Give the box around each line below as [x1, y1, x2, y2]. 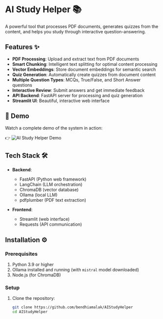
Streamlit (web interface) [19, 216, 70, 222]
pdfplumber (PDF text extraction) [19, 197, 87, 203]
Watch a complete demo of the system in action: [5, 125, 103, 131]
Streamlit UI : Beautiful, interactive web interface [12, 98, 110, 104]
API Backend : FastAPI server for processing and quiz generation [12, 92, 143, 98]
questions [12, 82, 33, 88]
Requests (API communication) [19, 221, 82, 227]
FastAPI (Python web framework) [19, 176, 87, 182]
